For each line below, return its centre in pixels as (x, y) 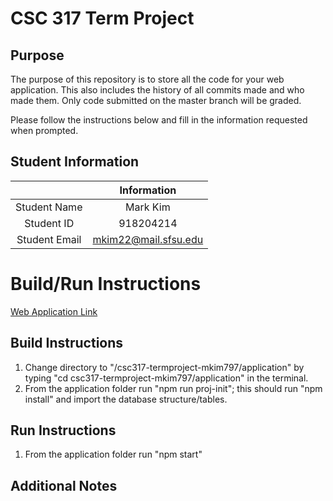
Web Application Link (54, 311)
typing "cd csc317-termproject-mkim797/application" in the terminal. (166, 378)
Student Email (49, 239)
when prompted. (44, 130)
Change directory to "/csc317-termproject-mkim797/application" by (164, 367)
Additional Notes (64, 485)
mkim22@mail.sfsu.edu (148, 239)
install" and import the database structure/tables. (126, 399)
